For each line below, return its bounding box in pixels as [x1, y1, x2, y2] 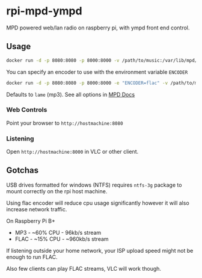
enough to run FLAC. [6, 253, 58, 261]
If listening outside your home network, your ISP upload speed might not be [6, 247, 194, 254]
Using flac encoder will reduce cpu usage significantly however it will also [6, 199, 189, 207]
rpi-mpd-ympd [6, 4, 82, 18]
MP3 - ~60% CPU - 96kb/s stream [14, 229, 102, 236]
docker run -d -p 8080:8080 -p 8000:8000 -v [6, 57, 120, 64]
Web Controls [6, 106, 47, 114]
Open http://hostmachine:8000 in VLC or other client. [6, 148, 139, 156]
